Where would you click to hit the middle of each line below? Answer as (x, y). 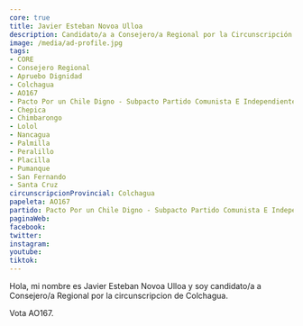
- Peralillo (32, 151)
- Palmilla (30, 143)
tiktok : (24, 261)
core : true (30, 18)
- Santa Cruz (34, 186)
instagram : (30, 244)
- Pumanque (30, 168)
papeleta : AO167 (40, 202)
